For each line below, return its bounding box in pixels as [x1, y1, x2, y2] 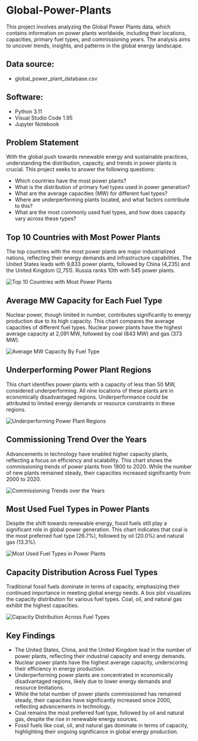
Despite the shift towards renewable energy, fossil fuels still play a [6, 519, 167, 527]
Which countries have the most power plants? [14, 177, 126, 184]
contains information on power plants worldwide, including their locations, [6, 29, 187, 36]
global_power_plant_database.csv [14, 75, 98, 82]
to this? [14, 203, 33, 210]
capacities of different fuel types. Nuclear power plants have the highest [6, 324, 183, 331]
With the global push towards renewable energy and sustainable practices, [6, 153, 189, 161]
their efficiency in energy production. [14, 665, 105, 672]
